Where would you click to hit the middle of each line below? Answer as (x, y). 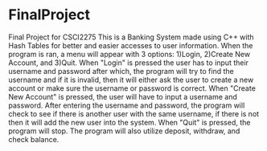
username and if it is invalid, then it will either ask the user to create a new (131, 80)
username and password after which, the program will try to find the (121, 71)
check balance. (34, 139)
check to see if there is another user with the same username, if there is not (134, 113)
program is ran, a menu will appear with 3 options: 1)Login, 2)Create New (129, 54)
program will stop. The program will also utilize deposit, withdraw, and (124, 131)
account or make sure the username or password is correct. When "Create (132, 88)
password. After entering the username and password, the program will (127, 105)
